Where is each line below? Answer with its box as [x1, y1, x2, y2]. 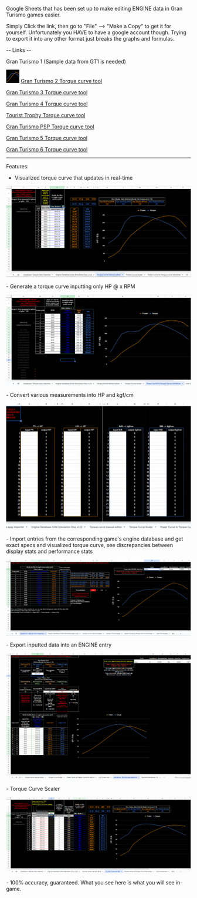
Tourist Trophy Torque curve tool [6, 112, 86, 118]
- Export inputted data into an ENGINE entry [6, 641, 112, 648]
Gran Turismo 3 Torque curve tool [6, 89, 88, 96]
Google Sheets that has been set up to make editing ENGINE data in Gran [6, 5, 183, 12]
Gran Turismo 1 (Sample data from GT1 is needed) [6, 58, 126, 65]
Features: [6, 163, 29, 170]
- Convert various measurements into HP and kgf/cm [6, 391, 134, 398]
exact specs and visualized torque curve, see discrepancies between [6, 541, 174, 548]
